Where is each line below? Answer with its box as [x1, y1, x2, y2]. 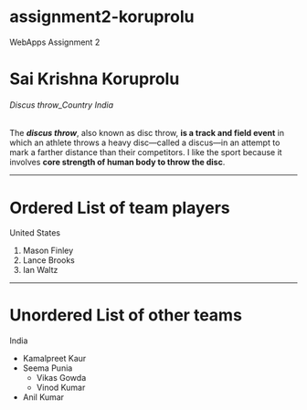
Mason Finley [22, 245, 74, 257]
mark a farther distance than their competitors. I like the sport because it [9, 147, 282, 158]
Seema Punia [22, 363, 73, 373]
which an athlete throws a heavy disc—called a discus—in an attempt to [9, 137, 281, 148]
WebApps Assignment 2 [9, 37, 101, 47]
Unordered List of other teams [9, 305, 242, 326]
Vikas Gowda [36, 373, 87, 384]
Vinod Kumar [36, 382, 86, 394]
